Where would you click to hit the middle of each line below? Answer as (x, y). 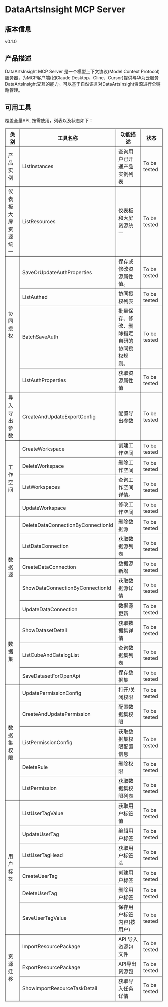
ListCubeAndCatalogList (51, 655)
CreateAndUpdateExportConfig (59, 416)
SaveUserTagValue (44, 918)
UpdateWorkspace (44, 508)
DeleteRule (35, 767)
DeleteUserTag (40, 893)
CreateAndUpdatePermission (56, 714)
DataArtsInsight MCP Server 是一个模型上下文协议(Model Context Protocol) (82, 71)
